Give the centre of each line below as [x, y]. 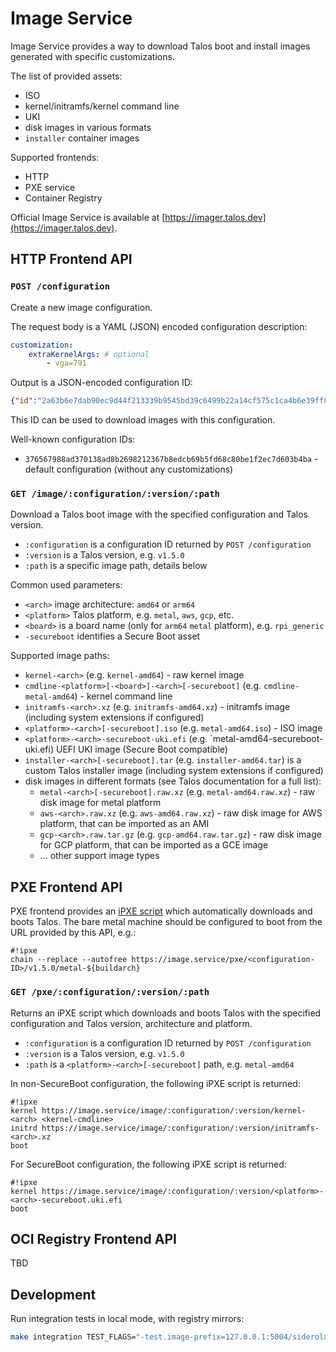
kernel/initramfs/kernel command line [102, 106]
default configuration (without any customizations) [129, 469]
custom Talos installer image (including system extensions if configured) [174, 771]
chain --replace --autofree [69, 960]
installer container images [82, 138]
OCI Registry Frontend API [93, 1238]
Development [53, 1294]
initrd [24, 1128]
